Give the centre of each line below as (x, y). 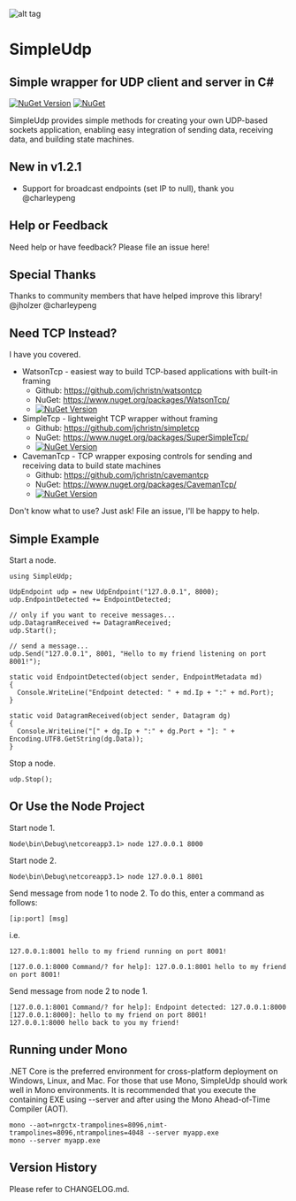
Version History (53, 1168)
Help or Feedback (59, 226)
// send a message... (49, 646)
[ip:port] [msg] (39, 919)
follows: (23, 902)
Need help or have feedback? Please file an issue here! (110, 247)
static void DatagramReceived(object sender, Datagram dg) (120, 716)
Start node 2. (33, 860)
